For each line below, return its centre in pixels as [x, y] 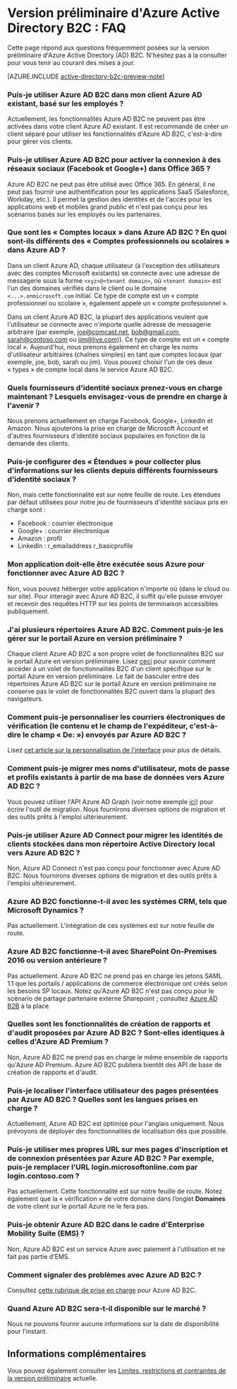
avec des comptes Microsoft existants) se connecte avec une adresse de [114, 273]
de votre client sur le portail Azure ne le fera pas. [78, 1207]
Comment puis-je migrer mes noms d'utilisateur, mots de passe [119, 769]
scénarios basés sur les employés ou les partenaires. [85, 214]
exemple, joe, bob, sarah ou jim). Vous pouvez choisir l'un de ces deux [110, 361]
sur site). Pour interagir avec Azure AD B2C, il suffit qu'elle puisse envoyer [115, 596]
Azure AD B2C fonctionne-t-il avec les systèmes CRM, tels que [117, 901]
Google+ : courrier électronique [63, 531]
